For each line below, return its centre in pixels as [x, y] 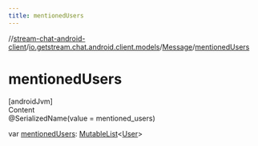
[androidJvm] [31, 101]
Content [22, 109]
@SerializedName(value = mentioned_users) [82, 118]
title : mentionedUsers [46, 16]
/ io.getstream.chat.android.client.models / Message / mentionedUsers [138, 47]
